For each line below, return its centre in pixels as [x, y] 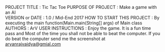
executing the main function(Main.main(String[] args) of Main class [74, 23]
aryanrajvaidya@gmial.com [33, 44]
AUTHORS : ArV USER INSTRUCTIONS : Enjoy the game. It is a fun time [78, 28]
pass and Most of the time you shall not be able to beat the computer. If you [83, 33]
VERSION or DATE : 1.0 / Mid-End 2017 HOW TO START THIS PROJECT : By [82, 18]
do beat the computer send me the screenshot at [55, 39]
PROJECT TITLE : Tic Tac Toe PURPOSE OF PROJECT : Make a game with [81, 7]
